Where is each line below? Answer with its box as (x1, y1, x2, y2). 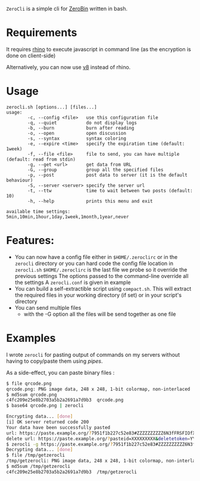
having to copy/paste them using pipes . (6, 357, 103, 365)
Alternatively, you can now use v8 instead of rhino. (6, 63, 131, 70)
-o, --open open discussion (27, 130, 127, 136)
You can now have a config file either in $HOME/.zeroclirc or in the (14, 253, 178, 260)
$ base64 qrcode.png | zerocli (6, 403, 84, 409)
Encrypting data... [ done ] (6, 414, 73, 420)
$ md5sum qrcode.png (6, 391, 58, 397)
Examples (6, 331, 56, 345)
